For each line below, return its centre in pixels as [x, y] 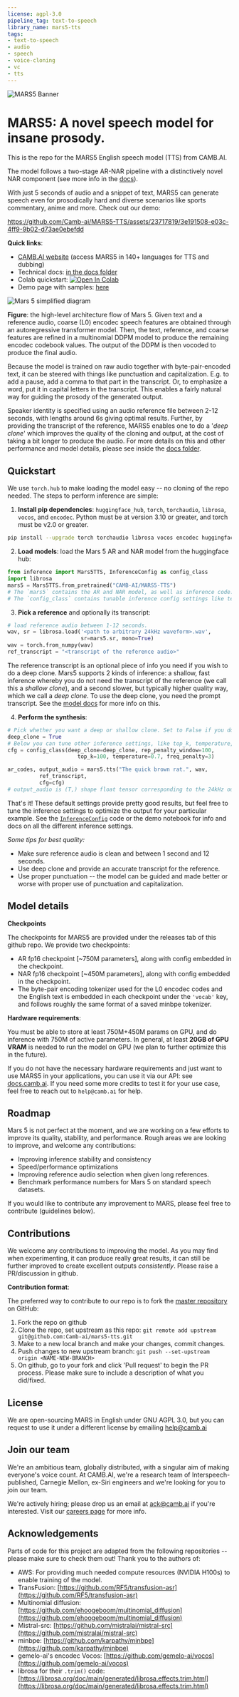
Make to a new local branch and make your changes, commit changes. [121, 1344]
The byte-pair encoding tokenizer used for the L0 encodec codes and [120, 989]
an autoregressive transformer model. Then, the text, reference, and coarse [118, 330]
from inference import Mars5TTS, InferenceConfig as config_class [108, 572]
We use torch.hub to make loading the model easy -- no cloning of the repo [118, 488]
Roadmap [29, 1113]
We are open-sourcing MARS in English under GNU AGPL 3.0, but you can [116, 1420]
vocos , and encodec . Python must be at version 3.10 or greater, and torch [123, 517]
